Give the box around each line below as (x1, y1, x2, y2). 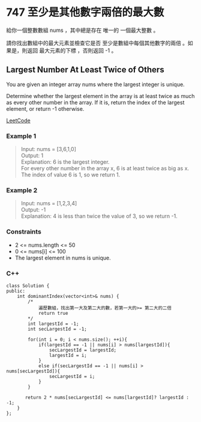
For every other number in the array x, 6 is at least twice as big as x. (20, 165, 190, 172)
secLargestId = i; (49, 373, 95, 379)
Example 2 (6, 186, 38, 194)
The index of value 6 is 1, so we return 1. (20, 171, 121, 178)
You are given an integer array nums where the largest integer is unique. (6, 81, 185, 88)
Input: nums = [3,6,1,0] (20, 146, 77, 153)
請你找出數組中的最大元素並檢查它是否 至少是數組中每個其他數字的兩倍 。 (6, 39, 188, 46)
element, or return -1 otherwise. (6, 105, 85, 112)
